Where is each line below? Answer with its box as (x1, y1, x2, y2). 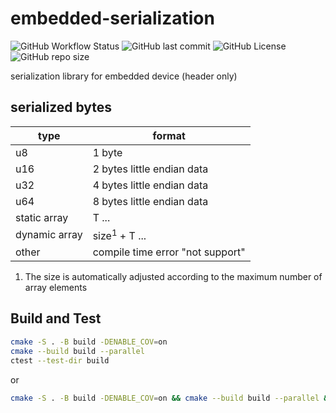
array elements (24, 282, 88, 294)
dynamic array (15, 228, 83, 242)
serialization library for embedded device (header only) (10, 70, 238, 82)
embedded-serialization (10, 7, 215, 30)
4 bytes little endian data (92, 178, 209, 192)
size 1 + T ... (92, 227, 147, 243)
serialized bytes (10, 99, 113, 116)
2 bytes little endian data (92, 162, 209, 176)
